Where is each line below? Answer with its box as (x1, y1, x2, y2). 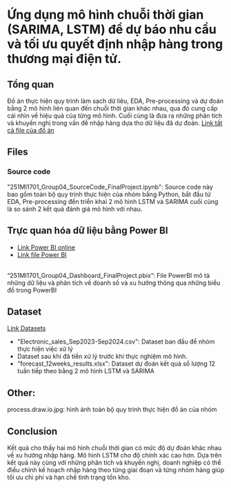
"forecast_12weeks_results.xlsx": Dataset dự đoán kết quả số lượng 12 (17, 359, 216, 368)
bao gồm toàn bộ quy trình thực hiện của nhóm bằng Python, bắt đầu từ (7, 190, 212, 198)
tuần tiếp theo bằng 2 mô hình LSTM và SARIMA (17, 367, 155, 375)
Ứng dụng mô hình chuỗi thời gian (7, 7, 204, 23)
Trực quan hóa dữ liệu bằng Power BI (7, 225, 168, 236)
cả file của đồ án (7, 126, 55, 134)
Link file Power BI (17, 250, 67, 259)
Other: (7, 387, 36, 399)
